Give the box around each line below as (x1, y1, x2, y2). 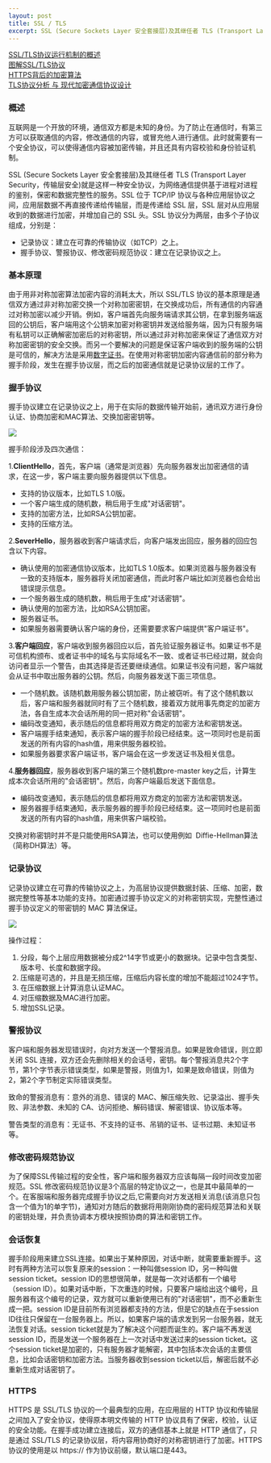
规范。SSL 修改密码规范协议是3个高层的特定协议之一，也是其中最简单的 (8, 1181, 248, 1191)
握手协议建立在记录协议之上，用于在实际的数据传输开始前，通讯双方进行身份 (8, 402, 263, 412)
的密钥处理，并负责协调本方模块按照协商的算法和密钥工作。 (8, 1212, 206, 1222)
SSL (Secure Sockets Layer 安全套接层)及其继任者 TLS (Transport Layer (8, 169, 247, 179)
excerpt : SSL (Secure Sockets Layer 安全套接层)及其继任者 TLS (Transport (8, 27, 253, 35)
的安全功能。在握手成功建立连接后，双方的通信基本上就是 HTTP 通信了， (8, 1425, 251, 1435)
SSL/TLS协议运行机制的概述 (8, 50, 101, 60)
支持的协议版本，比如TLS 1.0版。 (19, 489, 130, 499)
